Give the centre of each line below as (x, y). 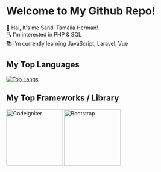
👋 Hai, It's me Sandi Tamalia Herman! (52, 28)
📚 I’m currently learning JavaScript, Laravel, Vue (67, 43)
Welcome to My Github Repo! (81, 11)
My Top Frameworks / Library (63, 98)
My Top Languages (43, 65)
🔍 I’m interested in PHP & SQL (44, 34)
